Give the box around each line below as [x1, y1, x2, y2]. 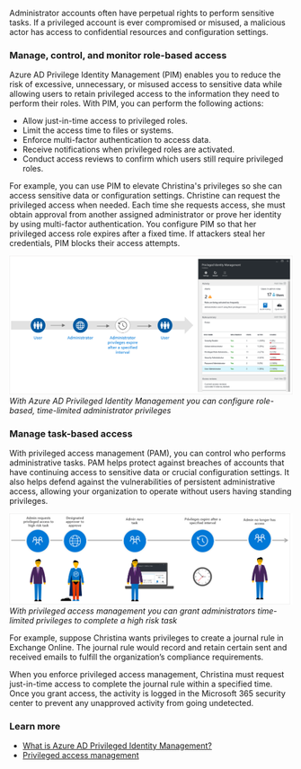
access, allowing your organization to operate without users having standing [9, 486, 292, 497]
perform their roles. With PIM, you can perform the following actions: [9, 98, 264, 109]
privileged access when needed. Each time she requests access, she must [9, 199, 286, 210]
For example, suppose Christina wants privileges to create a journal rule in [9, 632, 285, 643]
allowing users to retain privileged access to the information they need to [9, 89, 280, 100]
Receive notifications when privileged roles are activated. [22, 144, 235, 155]
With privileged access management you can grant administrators [9, 605, 256, 616]
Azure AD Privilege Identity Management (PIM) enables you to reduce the [9, 69, 281, 80]
